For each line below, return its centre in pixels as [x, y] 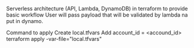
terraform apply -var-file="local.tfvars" [54, 39]
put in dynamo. [25, 21]
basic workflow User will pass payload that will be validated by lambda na [97, 15]
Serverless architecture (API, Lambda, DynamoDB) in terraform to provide [97, 9]
